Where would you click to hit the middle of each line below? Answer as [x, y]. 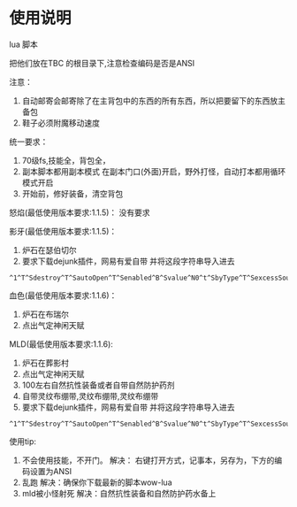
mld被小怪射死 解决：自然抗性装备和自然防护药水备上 [119, 493]
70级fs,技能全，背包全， [66, 160]
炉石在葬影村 [45, 363]
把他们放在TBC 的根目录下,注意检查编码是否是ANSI [102, 63]
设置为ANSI [51, 471]
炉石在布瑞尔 [45, 314]
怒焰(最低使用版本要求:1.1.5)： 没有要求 [80, 212]
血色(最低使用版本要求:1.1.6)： [63, 295]
